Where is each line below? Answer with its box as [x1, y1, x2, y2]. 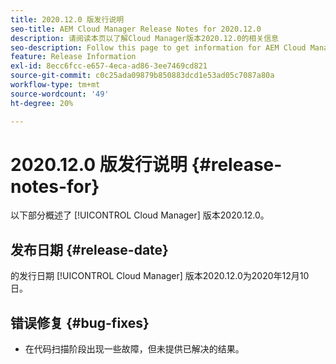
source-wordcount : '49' [10, 89, 110, 99]
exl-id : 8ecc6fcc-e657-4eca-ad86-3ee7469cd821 [10, 61, 208, 71]
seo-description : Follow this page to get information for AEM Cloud [10, 42, 307, 53]
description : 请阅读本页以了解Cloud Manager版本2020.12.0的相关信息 [10, 33, 279, 43]
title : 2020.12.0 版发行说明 [10, 14, 125, 25]
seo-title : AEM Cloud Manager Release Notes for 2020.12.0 [10, 24, 262, 34]
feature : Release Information [10, 52, 137, 62]
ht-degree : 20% [10, 98, 74, 108]
